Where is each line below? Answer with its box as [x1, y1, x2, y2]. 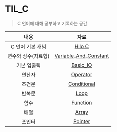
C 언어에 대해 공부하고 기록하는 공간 [17, 20, 87, 26]
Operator [71, 71, 92, 78]
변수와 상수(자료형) [7, 52, 50, 59]
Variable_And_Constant [54, 52, 109, 59]
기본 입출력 [16, 62, 41, 69]
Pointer [73, 118, 91, 125]
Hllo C [74, 43, 89, 50]
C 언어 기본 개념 [10, 43, 46, 50]
